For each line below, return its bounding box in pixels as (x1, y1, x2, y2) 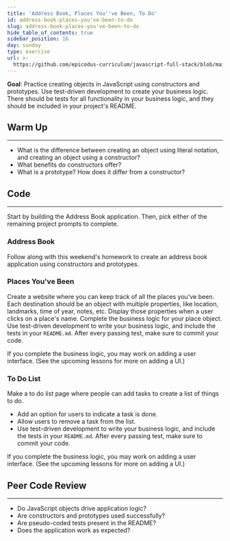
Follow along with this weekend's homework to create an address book (7, 252, 207, 261)
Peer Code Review (7, 479, 87, 491)
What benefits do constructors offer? (16, 160, 122, 169)
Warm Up (7, 121, 48, 134)
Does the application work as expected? (16, 526, 131, 534)
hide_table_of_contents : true (7, 29, 94, 36)
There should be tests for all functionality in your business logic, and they (7, 94, 214, 103)
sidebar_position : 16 (7, 36, 69, 43)
